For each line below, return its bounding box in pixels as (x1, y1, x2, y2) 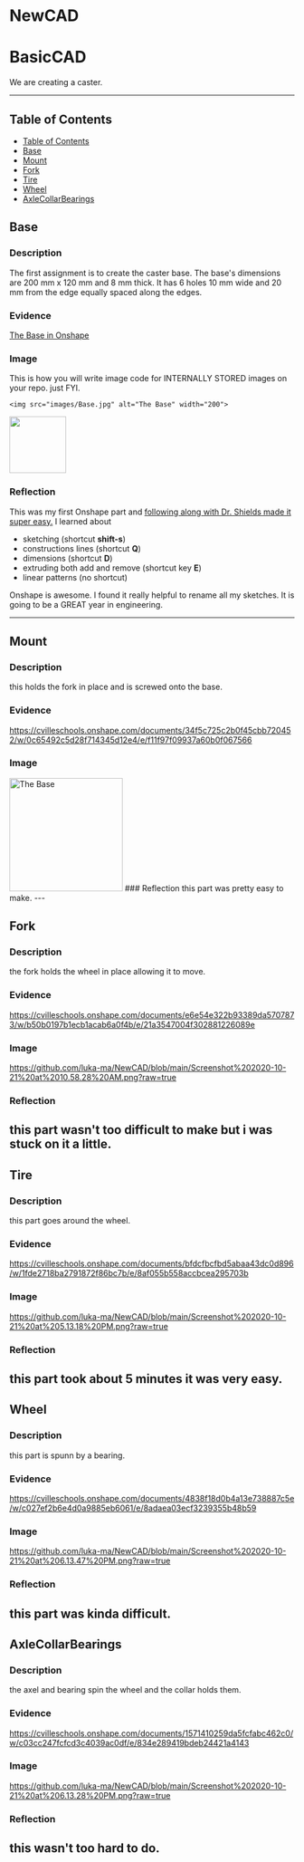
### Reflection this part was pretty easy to (124, 882, 284, 893)
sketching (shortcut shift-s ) (22, 533, 127, 544)
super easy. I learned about (9, 515, 111, 526)
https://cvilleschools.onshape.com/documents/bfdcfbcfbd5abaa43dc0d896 (9, 1258, 294, 1269)
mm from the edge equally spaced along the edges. (9, 286, 203, 297)
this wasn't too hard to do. (9, 1840, 160, 1857)
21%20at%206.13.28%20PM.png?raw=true (9, 1790, 171, 1800)
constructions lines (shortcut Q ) (22, 542, 142, 553)
